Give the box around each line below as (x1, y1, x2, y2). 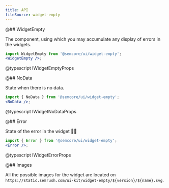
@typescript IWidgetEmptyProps (5, 65, 74, 71)
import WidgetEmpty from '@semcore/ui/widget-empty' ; (5, 51, 122, 56)
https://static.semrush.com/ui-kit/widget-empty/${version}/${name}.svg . (5, 177, 164, 183)
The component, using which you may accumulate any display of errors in (5, 36, 161, 42)
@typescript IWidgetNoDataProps (5, 109, 76, 114)
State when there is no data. (5, 85, 65, 91)
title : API (5, 7, 29, 13)
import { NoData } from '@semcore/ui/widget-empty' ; (5, 95, 120, 100)
